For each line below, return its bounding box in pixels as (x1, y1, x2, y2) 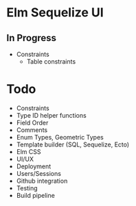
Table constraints (26, 57, 76, 66)
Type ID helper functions (16, 111, 87, 119)
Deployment (16, 162, 52, 170)
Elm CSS (16, 147, 41, 155)
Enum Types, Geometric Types (16, 133, 104, 141)
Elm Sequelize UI (6, 5, 104, 21)
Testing (16, 183, 38, 192)
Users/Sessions (16, 169, 61, 177)
